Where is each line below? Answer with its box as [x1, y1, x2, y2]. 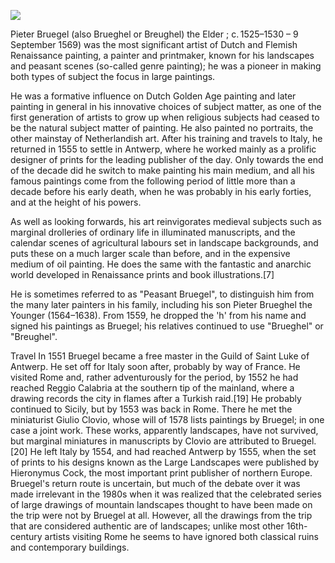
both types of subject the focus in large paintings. [10, 71, 216, 82]
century [10, 531, 43, 542]
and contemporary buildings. [10, 541, 130, 553]
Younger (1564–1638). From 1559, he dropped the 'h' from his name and [10, 310, 307, 321]
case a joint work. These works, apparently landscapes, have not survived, [10, 425, 319, 436]
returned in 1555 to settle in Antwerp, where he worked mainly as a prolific [10, 143, 317, 155]
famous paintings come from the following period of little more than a [10, 175, 296, 187]
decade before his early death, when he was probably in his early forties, [10, 186, 312, 197]
